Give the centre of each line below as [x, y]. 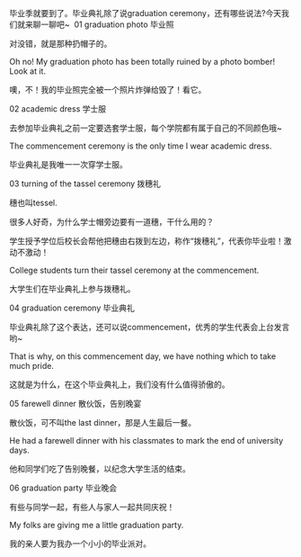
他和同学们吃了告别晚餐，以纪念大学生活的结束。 [100, 469]
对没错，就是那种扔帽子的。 [61, 44]
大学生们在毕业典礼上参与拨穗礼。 [72, 289]
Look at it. [28, 71]
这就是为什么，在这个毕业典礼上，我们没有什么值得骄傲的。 [120, 384]
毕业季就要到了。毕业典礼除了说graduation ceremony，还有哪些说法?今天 [146, 13]
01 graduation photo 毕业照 [124, 24]
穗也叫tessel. [33, 202]
